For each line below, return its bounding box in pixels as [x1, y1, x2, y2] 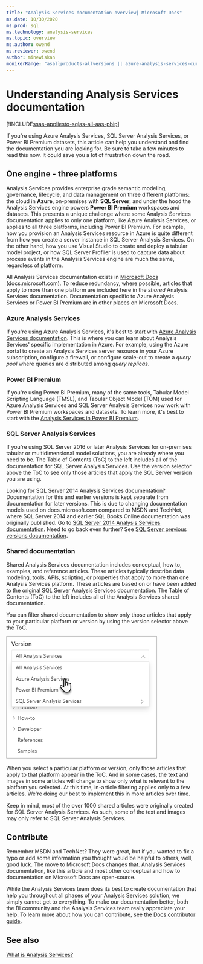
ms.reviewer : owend [6, 48, 56, 54]
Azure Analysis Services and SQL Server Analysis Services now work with [6, 402, 192, 409]
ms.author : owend [6, 42, 50, 48]
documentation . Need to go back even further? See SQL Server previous [6, 525, 187, 533]
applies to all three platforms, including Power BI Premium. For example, [6, 223, 185, 231]
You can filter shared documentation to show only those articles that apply [6, 611, 192, 619]
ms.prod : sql [6, 22, 39, 28]
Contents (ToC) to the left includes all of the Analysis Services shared [6, 593, 179, 600]
